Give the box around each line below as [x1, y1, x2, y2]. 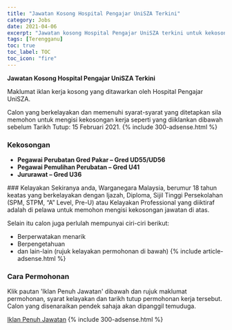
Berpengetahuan [17, 240, 66, 249]
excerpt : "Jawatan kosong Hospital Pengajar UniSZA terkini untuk [7, 29, 202, 37]
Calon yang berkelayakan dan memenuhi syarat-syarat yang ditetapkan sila [7, 108, 222, 116]
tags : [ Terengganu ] [7, 36, 64, 43]
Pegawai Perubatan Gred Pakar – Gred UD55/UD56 [17, 156, 166, 164]
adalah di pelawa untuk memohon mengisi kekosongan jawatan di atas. [7, 206, 210, 214]
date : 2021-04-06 [7, 23, 57, 30]
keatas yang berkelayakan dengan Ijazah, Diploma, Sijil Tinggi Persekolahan [7, 191, 223, 200]
